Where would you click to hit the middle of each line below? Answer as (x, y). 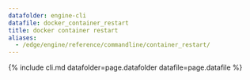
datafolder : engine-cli (47, 15)
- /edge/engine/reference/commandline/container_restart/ (113, 45)
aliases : (23, 38)
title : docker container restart (63, 30)
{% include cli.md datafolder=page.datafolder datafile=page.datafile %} (125, 67)
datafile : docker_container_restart (68, 23)
